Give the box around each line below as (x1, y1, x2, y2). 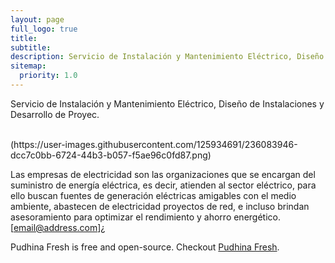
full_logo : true (10, 24, 78, 34)
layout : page (10, 14, 65, 25)
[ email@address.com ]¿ (10, 221, 106, 233)
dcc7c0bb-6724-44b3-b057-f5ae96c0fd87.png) (10, 149, 212, 161)
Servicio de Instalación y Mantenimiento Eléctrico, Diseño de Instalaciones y (10, 97, 325, 110)
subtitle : (10, 42, 52, 53)
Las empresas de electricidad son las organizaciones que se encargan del (10, 168, 316, 180)
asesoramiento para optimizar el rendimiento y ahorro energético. (10, 211, 281, 223)
